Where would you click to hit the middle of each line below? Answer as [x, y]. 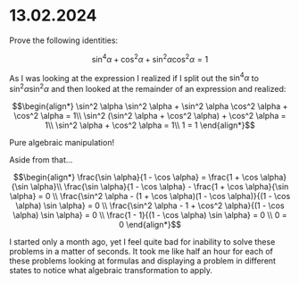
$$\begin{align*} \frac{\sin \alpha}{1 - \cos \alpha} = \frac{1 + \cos [136, 177]
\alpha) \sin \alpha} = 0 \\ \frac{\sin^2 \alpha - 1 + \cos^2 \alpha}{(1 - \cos [150, 205]
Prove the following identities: [64, 40]
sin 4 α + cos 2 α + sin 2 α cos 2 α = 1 [150, 58]
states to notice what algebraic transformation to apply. [111, 270]
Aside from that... [41, 159]
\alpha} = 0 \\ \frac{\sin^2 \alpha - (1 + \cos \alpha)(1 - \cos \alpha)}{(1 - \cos [150, 196]
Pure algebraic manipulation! [62, 142]
